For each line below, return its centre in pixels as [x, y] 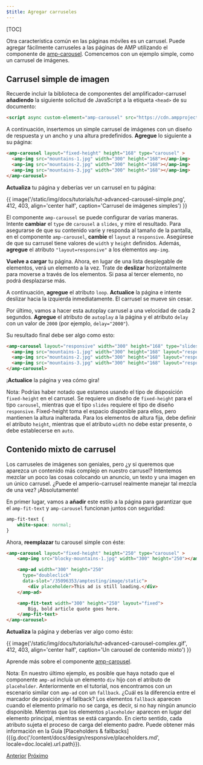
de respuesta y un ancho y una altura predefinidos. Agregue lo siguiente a [99, 136]
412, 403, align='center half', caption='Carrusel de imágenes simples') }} [97, 205]
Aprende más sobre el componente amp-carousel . [69, 661]
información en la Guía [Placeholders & [55, 731]
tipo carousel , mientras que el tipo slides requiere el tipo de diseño [90, 405]
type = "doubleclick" [47, 575]
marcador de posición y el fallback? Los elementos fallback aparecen [94, 699]
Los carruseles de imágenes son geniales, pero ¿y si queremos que [90, 464]
